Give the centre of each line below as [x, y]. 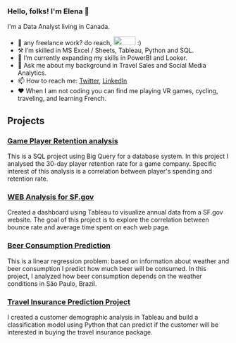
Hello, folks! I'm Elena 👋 [48, 11]
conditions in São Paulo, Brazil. [52, 283]
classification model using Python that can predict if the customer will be [113, 325]
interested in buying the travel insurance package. [80, 332]
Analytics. [32, 73]
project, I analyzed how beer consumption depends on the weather [105, 276]
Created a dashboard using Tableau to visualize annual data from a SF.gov [115, 212]
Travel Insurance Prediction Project [69, 301]
